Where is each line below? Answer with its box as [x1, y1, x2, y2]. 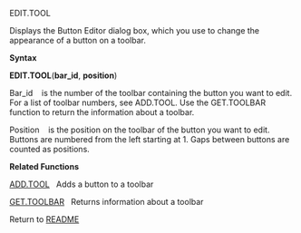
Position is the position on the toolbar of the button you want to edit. [9, 124, 270, 135]
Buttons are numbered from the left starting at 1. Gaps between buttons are [9, 134, 290, 144]
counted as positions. [9, 144, 91, 154]
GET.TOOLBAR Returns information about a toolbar [9, 197, 204, 207]
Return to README [9, 214, 80, 225]
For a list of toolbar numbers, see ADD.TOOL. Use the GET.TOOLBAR [9, 97, 266, 108]
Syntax [9, 53, 37, 63]
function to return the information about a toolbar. [9, 107, 195, 117]
